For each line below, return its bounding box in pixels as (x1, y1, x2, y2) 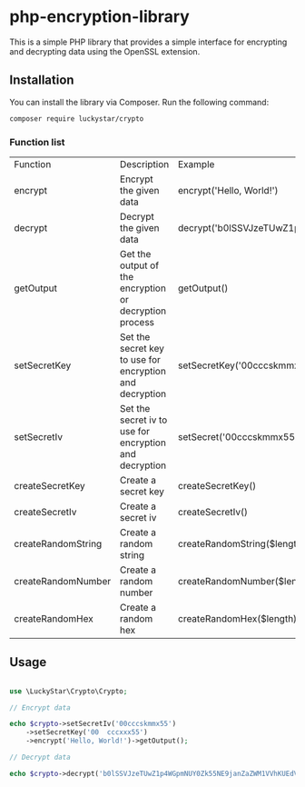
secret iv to (119, 413, 168, 426)
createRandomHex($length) (177, 612, 298, 624)
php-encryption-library (9, 6, 191, 27)
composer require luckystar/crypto (9, 114, 144, 124)
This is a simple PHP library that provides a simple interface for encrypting (9, 36, 288, 47)
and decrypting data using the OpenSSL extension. (9, 45, 201, 56)
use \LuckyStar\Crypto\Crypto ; (9, 686, 128, 696)
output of (119, 259, 160, 272)
